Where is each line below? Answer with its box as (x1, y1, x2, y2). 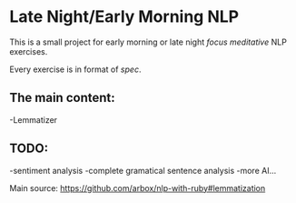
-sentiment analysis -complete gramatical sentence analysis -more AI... (9, 165, 277, 176)
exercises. (9, 46, 48, 56)
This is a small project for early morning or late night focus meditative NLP (9, 36, 288, 47)
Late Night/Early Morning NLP (9, 6, 239, 27)
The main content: (9, 90, 115, 106)
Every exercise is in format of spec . (9, 64, 142, 75)
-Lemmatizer (9, 114, 57, 125)
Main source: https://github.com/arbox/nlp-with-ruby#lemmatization (9, 182, 266, 193)
